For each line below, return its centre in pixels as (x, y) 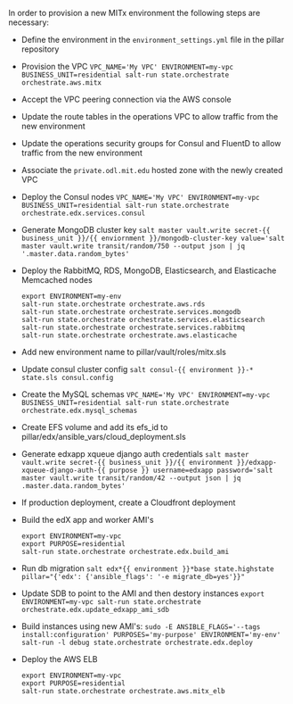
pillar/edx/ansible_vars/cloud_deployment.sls (103, 437)
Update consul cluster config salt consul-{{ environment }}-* (137, 369)
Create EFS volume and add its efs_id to (94, 427)
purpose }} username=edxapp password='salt (191, 470)
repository (40, 49)
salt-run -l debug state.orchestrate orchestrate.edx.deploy (137, 642)
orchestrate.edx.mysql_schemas (79, 410)
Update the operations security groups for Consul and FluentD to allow (151, 143)
